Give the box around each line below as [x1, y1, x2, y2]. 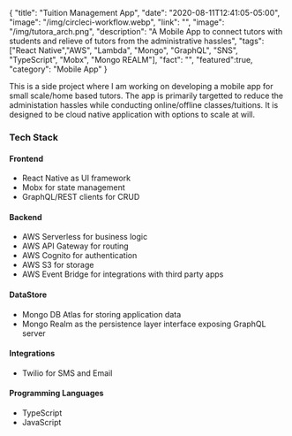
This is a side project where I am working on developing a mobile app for [9, 81, 273, 91]
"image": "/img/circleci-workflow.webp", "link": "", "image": [9, 17, 225, 27]
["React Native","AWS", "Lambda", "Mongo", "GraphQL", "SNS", [9, 45, 238, 56]
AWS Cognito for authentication [21, 250, 138, 261]
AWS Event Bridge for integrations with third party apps [21, 269, 224, 279]
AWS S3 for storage [21, 260, 94, 271]
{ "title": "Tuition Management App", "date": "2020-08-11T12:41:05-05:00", [9, 8, 281, 18]
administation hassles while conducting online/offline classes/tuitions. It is [9, 100, 279, 110]
